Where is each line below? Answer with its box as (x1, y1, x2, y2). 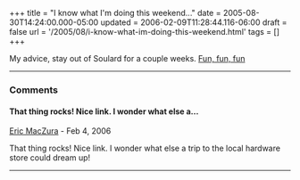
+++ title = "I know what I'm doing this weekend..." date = (9, 8, 221, 18)
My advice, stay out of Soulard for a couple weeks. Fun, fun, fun (9, 53, 246, 63)
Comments (9, 84, 58, 96)
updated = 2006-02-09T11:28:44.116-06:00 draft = (100, 17, 287, 28)
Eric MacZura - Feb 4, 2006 (9, 126, 112, 136)
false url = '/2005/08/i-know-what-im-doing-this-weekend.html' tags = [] (9, 27, 279, 37)
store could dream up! (9, 152, 91, 163)
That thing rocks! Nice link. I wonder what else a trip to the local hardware (9, 143, 281, 154)
